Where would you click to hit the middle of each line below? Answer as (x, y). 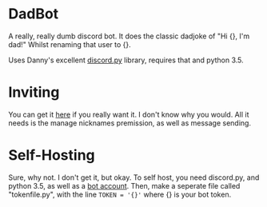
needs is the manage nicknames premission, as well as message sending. (130, 123)
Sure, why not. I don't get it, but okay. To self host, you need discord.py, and (134, 177)
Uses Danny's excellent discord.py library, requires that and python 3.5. (126, 60)
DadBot (34, 14)
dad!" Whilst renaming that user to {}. (70, 44)
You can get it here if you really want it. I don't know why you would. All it (129, 114)
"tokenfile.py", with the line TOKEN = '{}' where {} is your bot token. (120, 194)
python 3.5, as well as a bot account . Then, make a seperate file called (124, 185)
